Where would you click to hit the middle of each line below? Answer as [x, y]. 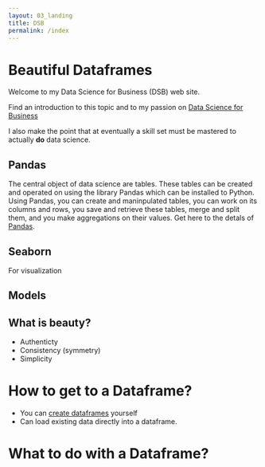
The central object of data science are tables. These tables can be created [131, 184]
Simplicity [36, 359]
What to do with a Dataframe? [109, 454]
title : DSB [26, 23]
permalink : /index [39, 30]
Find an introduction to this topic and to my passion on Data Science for [126, 108]
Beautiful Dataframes [80, 70]
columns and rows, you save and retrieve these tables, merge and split [124, 210]
